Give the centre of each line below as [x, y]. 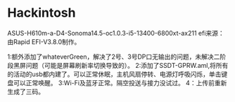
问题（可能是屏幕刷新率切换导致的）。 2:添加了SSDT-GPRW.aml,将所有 [127, 65]
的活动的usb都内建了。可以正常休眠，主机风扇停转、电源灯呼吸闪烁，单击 [114, 74]
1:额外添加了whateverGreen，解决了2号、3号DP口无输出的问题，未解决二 [114, 57]
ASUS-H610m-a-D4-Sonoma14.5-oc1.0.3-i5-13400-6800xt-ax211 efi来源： [116, 33]
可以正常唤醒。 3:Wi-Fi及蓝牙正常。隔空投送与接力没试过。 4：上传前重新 [120, 82]
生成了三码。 [26, 92]
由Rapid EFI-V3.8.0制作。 [44, 42]
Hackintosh [42, 13]
